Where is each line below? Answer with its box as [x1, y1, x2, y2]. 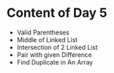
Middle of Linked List [16, 35, 78, 44]
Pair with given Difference [16, 51, 92, 59]
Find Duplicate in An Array [16, 58, 93, 66]
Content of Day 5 [6, 5, 108, 21]
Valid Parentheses [16, 28, 70, 36]
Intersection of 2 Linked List [16, 43, 98, 51]
